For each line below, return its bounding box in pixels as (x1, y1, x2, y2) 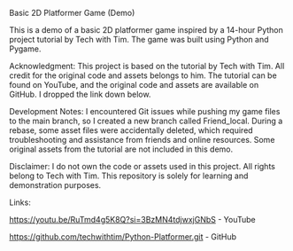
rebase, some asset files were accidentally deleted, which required (9, 125, 254, 136)
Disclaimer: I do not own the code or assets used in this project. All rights (9, 161, 276, 171)
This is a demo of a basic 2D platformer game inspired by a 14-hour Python (9, 25, 283, 35)
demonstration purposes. (9, 180, 102, 190)
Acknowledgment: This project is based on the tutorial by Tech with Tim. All (9, 61, 285, 71)
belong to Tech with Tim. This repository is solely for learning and (9, 170, 249, 181)
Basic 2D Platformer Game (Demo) (9, 8, 135, 18)
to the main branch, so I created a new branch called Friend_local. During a (9, 115, 283, 126)
